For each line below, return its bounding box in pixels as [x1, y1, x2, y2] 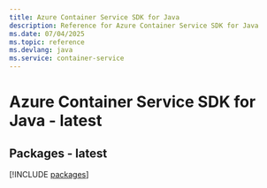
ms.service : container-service [9, 54, 125, 63]
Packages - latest [9, 146, 108, 161]
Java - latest [9, 111, 103, 131]
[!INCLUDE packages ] [9, 169, 89, 179]
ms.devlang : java [9, 46, 73, 55]
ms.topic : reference [9, 37, 86, 47]
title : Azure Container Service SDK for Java [9, 12, 179, 22]
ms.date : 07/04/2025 [9, 29, 86, 38]
